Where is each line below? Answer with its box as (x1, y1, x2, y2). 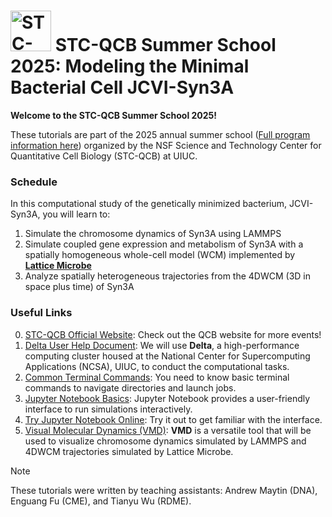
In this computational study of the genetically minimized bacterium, (10, 198, 288, 210)
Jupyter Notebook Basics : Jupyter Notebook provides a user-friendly (24, 392, 311, 404)
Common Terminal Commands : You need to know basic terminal (24, 371, 290, 383)
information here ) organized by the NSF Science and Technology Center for (10, 139, 322, 151)
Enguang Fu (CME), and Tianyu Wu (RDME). (10, 495, 192, 507)
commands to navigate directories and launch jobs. (24, 381, 237, 394)
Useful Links (10, 306, 73, 320)
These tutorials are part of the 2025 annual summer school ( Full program (10, 128, 311, 140)
